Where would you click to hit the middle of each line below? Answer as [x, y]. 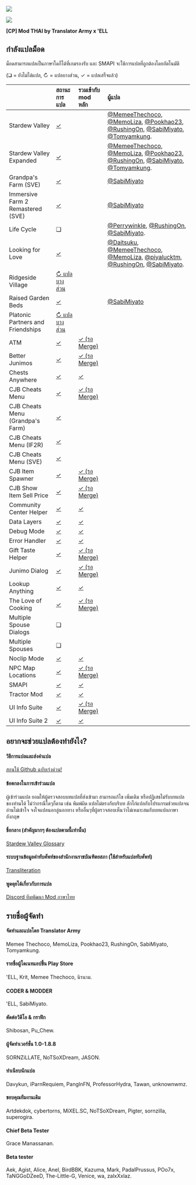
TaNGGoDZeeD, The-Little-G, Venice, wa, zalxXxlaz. [69, 1176]
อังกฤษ [13, 817]
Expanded [23, 160]
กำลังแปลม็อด [25, 49]
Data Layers [25, 522]
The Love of [25, 601]
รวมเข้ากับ [89, 89]
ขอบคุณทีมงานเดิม [23, 1097]
